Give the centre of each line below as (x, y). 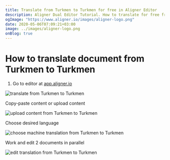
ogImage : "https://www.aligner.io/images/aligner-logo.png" (70, 19)
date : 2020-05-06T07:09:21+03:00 (40, 24)
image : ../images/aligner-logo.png (43, 29)
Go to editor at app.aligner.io (42, 83)
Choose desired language (32, 123)
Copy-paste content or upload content (45, 103)
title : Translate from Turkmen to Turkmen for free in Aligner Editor (81, 10)
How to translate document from (75, 59)
